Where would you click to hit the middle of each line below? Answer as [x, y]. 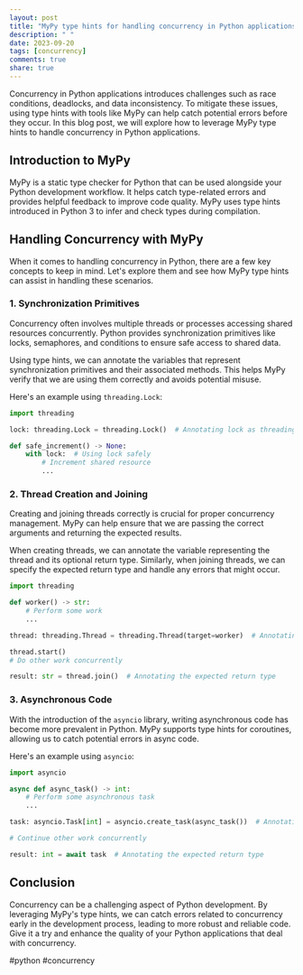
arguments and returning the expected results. [96, 533]
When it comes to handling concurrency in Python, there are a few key [140, 261]
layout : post [34, 18]
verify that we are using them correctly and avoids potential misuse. [135, 379]
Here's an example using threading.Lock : [86, 396]
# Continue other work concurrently [78, 839]
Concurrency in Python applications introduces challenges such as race [143, 93]
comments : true [38, 60]
